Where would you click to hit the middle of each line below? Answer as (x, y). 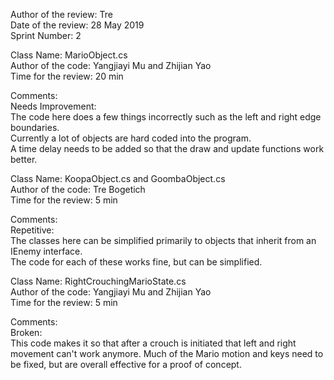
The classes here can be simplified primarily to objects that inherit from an (163, 240)
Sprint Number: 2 (46, 35)
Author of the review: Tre (61, 14)
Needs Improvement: (53, 106)
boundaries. (35, 127)
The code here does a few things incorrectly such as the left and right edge (166, 117)
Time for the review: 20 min (67, 76)
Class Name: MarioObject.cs (69, 55)
